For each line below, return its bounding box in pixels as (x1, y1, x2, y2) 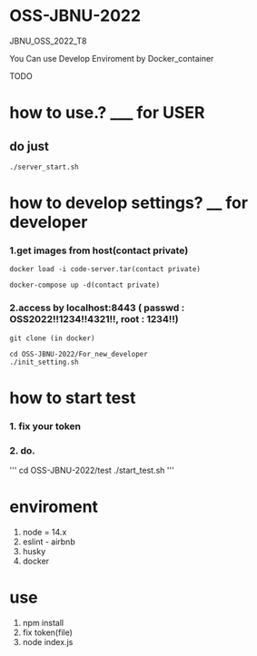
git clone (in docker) (9, 333, 95, 343)
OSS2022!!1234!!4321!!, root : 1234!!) (9, 313, 179, 326)
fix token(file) (22, 627, 73, 638)
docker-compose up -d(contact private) (9, 280, 161, 290)
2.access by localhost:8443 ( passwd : (9, 301, 185, 314)
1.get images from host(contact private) (9, 244, 189, 257)
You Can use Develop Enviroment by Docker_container (9, 53, 214, 64)
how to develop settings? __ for (9, 192, 248, 213)
